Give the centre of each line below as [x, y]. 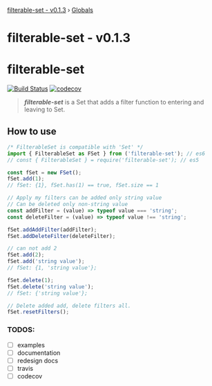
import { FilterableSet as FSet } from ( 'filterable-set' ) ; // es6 [106, 154]
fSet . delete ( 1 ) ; [30, 280]
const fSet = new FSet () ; [44, 172]
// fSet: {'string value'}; [48, 293]
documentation [39, 353]
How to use [32, 131]
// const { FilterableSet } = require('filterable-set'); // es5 [103, 160]
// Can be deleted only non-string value [68, 204]
